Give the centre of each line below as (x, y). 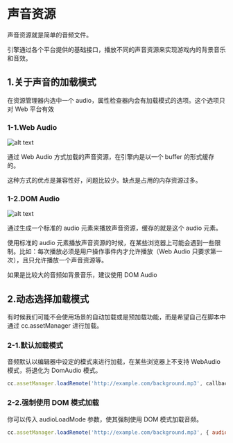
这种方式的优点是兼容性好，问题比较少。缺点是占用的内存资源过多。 (104, 181)
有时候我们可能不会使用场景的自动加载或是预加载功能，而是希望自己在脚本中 (116, 317)
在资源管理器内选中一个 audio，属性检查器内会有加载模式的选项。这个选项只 (116, 100)
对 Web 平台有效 (31, 109)
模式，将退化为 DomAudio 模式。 (54, 370)
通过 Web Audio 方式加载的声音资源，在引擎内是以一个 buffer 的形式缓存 (111, 157)
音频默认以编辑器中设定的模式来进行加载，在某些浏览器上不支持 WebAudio (114, 362)
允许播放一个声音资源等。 (71, 260)
